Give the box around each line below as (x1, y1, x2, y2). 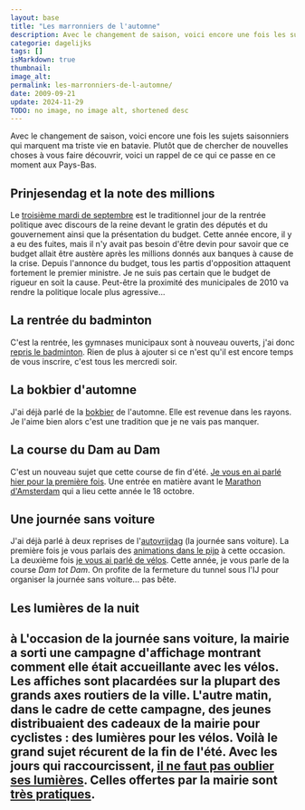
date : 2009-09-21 (10, 89, 76, 98)
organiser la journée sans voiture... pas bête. (10, 574, 177, 585)
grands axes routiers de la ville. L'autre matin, (10, 688, 272, 703)
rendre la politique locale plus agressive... (10, 287, 166, 298)
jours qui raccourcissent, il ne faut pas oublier (10, 758, 275, 774)
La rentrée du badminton (10, 313, 152, 329)
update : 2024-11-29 (10, 97, 84, 107)
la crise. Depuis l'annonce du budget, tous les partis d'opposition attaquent (10, 258, 291, 269)
